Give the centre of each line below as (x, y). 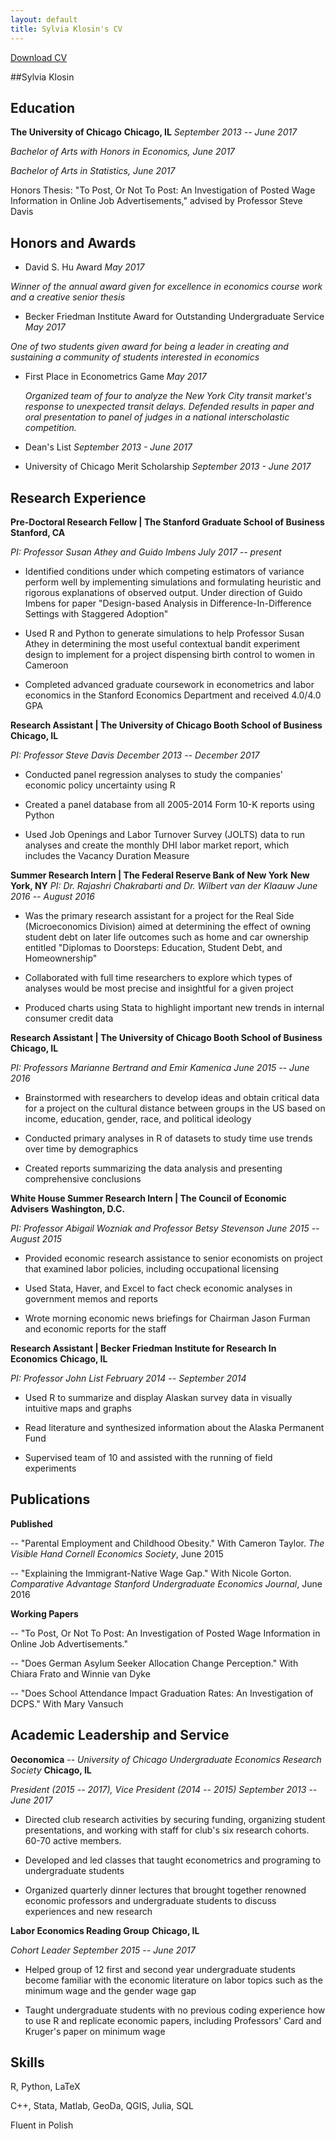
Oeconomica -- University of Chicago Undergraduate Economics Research (166, 1759)
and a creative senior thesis (68, 297)
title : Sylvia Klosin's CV (66, 29)
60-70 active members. (73, 1840)
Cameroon (46, 665)
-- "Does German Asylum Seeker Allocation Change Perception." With (154, 1663)
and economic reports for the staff (95, 1328)
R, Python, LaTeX (45, 2087)
